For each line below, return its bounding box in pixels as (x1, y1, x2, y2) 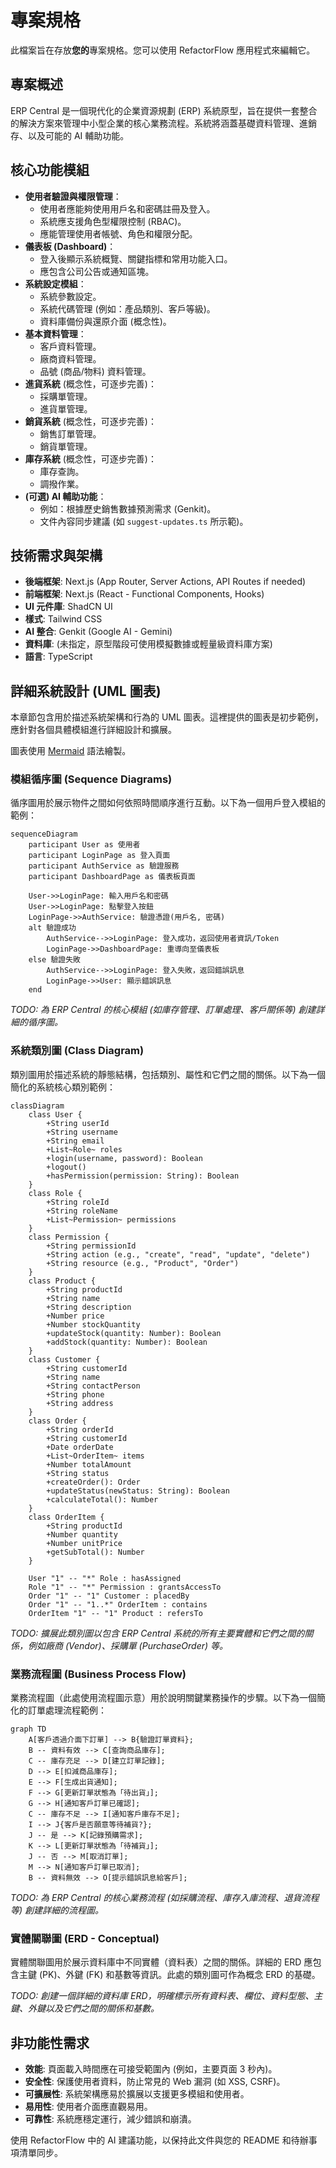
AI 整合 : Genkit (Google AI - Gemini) (24, 626, 173, 638)
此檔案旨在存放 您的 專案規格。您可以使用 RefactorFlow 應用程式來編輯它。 (10, 44, 316, 56)
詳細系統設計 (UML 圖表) (10, 682, 162, 700)
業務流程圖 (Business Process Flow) (10, 1667, 187, 1681)
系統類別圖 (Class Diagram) (10, 1044, 145, 1058)
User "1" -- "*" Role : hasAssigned (28, 1573, 182, 1583)
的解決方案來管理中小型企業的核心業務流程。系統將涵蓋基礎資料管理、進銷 (10, 117, 317, 129)
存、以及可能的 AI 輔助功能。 (10, 129, 130, 141)
